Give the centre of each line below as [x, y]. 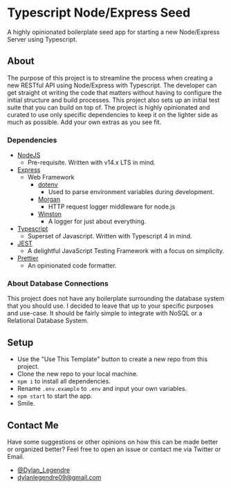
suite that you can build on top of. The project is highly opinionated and [109, 107]
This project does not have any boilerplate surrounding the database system [116, 299]
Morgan [49, 200]
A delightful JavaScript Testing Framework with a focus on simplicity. [126, 251]
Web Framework [51, 177]
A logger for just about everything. [97, 221]
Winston [50, 214]
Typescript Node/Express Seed [99, 13]
